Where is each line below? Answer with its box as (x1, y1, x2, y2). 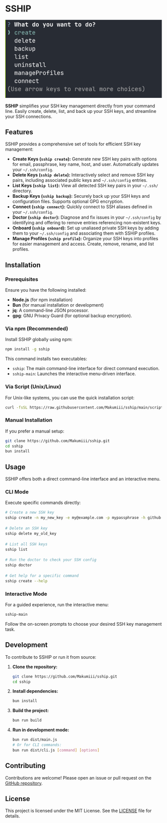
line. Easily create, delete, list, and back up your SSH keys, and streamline (5, 108, 157, 114)
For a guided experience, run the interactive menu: (5, 601, 109, 607)
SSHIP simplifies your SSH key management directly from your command (5, 103, 156, 109)
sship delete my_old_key (5, 531, 57, 536)
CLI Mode (5, 488, 29, 495)
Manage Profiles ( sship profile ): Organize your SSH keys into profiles (12, 236, 159, 242)
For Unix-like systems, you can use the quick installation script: (5, 395, 135, 401)
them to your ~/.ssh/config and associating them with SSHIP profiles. (12, 230, 156, 236)
